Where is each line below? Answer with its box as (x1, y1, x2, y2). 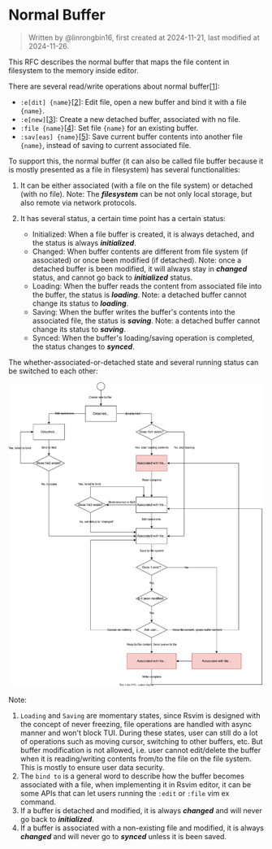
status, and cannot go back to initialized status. (32, 272, 193, 282)
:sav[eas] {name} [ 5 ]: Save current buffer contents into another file (19, 132, 244, 141)
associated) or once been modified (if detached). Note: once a (32, 255, 242, 265)
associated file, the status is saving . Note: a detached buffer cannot (32, 316, 261, 325)
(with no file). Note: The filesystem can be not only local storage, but (19, 189, 253, 198)
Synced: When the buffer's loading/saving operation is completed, (32, 333, 255, 342)
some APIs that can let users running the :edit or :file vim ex (19, 789, 230, 799)
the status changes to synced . (32, 342, 136, 351)
